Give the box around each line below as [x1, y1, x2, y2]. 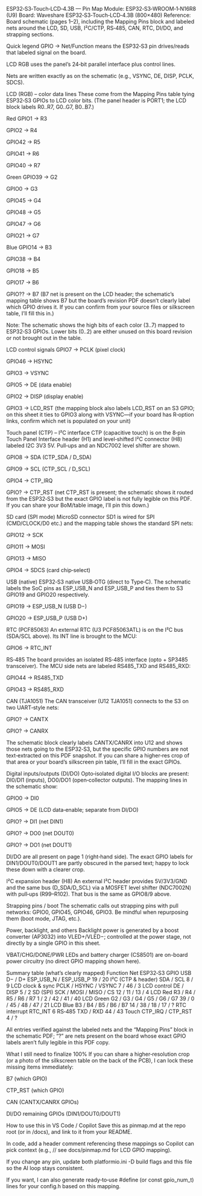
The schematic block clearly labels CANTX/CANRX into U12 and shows [6, 739, 183, 746]
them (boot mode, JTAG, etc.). [6, 915, 81, 922]
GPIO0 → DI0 [6, 794, 39, 802]
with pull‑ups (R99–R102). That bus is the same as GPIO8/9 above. [6, 890, 171, 898]
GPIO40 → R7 [6, 162, 40, 169]
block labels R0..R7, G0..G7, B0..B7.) [6, 103, 95, 111]
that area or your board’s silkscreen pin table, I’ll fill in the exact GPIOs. [6, 758, 182, 765]
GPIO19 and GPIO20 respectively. [6, 591, 89, 598]
